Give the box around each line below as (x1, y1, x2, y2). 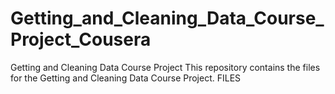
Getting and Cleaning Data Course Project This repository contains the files (10, 61, 321, 73)
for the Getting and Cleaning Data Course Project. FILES (10, 72, 242, 84)
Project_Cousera (10, 28, 152, 51)
